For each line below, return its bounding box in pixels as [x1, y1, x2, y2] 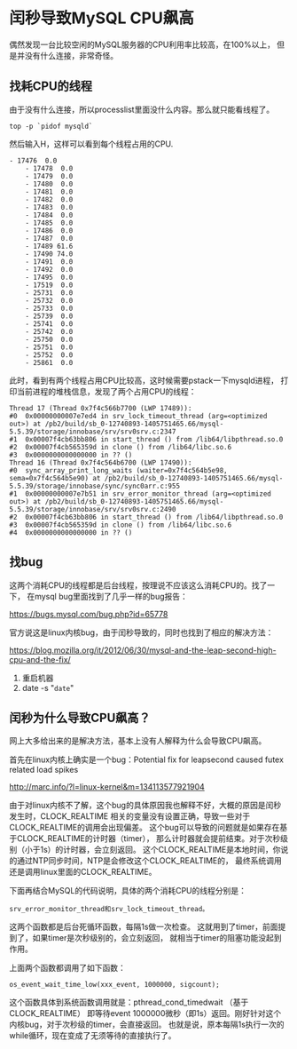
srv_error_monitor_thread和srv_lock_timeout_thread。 [9, 905, 210, 914]
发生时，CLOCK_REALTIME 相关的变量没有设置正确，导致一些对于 [9, 811, 251, 822]
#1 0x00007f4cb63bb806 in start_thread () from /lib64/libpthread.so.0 [9, 434, 284, 444]
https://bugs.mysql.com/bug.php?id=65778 [9, 608, 168, 619]
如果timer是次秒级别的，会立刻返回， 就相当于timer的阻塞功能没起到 [32, 933, 282, 943]
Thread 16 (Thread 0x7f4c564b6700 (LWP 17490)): [9, 458, 192, 467]
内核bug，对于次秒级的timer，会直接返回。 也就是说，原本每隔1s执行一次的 [9, 1019, 285, 1030]
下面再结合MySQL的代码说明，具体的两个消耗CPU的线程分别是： [9, 886, 246, 896]
